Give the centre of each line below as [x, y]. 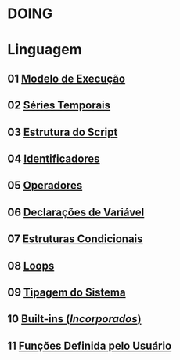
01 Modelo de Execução [67, 78]
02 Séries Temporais [59, 106]
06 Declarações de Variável [76, 212]
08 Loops [31, 265]
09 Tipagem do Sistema [67, 292]
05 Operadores [45, 186]
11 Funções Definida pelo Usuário [90, 345]
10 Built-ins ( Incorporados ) [74, 319]
